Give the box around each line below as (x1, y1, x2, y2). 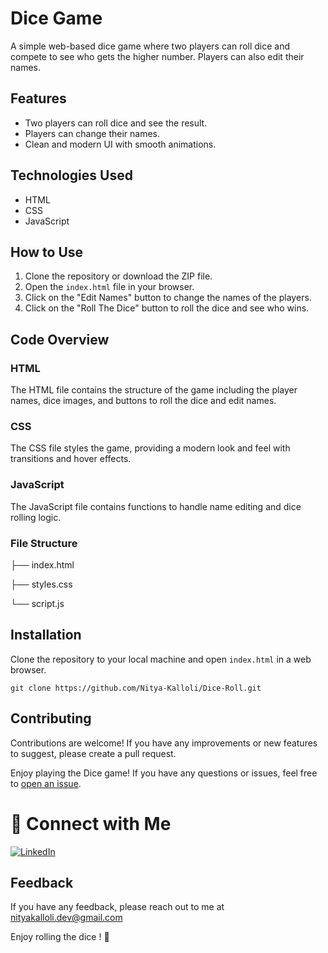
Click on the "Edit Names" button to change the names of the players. (24, 292, 312, 304)
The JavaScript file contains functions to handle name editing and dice (10, 500, 302, 512)
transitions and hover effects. (10, 453, 132, 465)
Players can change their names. (24, 127, 161, 139)
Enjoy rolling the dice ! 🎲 (10, 931, 110, 943)
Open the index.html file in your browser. (24, 281, 195, 293)
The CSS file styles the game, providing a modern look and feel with (10, 442, 291, 454)
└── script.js (10, 597, 65, 609)
